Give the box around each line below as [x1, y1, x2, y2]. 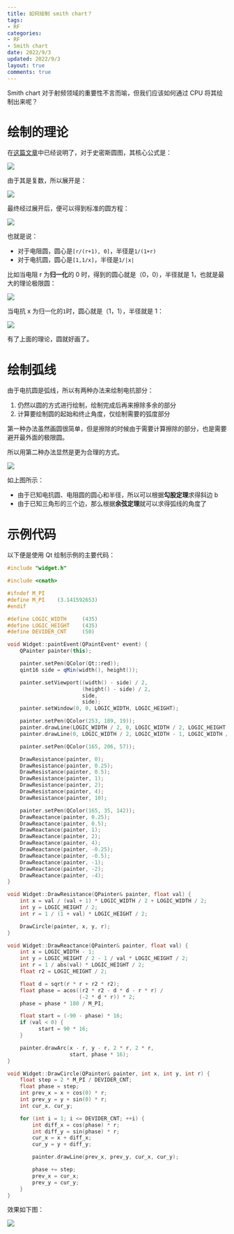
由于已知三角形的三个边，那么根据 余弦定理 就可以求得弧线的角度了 [17, 500, 207, 508]
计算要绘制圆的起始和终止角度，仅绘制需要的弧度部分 [17, 410, 171, 418]
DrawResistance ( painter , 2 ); [19, 782, 104, 789]
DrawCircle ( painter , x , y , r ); [19, 923, 111, 930]
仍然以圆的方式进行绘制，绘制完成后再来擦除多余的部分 [17, 401, 176, 410]
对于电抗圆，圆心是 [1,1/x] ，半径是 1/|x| [17, 256, 134, 264]
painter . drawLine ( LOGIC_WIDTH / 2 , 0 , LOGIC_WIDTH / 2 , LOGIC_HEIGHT [19, 724, 226, 732]
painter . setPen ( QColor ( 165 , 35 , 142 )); [19, 807, 136, 814]
